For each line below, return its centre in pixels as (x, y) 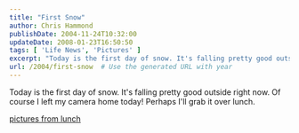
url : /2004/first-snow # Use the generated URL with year (121, 67)
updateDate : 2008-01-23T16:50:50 (71, 42)
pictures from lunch (45, 118)
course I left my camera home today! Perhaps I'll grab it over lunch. (132, 101)
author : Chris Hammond (51, 26)
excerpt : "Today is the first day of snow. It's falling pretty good (141, 59)
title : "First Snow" (48, 17)
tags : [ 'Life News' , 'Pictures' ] (75, 51)
